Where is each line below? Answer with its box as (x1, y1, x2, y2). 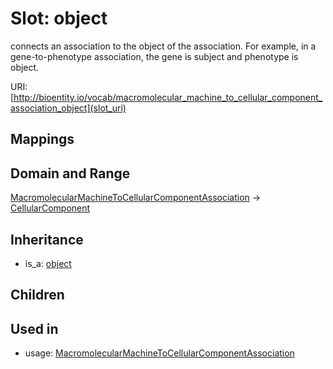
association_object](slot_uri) (10, 102, 127, 114)
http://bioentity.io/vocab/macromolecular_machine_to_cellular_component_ (13, 91, 323, 103)
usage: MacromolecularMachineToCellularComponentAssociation (24, 347, 295, 359)
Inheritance (10, 231, 84, 248)
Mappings (10, 131, 75, 148)
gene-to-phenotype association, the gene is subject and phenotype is (10, 50, 299, 62)
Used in (10, 320, 59, 337)
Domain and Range (10, 165, 131, 182)
